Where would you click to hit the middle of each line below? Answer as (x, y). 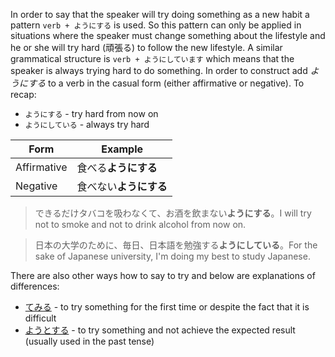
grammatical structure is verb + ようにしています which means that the (152, 58)
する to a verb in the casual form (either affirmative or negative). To (166, 83)
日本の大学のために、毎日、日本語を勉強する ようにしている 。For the (176, 245)
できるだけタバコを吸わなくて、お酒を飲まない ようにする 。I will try (173, 213)
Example (122, 149)
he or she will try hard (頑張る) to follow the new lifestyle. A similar (146, 47)
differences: (35, 286)
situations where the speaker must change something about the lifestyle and (168, 35)
